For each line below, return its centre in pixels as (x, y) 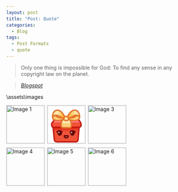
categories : (21, 25)
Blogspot (32, 85)
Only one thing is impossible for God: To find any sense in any (96, 68)
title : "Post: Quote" (33, 19)
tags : (13, 38)
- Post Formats (30, 44)
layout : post (22, 12)
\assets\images (25, 97)
